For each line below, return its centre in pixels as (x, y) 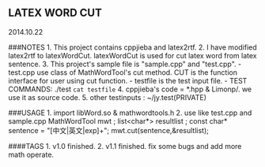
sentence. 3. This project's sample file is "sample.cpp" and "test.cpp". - (125, 64)
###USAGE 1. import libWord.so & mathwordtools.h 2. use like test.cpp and (130, 113)
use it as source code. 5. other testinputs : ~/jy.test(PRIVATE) (108, 97)
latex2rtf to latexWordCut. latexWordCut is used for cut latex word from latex (132, 55)
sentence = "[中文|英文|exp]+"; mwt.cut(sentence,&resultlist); (109, 130)
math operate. (31, 154)
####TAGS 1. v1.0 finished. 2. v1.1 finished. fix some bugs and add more (125, 146)
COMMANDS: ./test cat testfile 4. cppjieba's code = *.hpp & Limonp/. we (130, 89)
